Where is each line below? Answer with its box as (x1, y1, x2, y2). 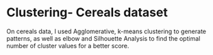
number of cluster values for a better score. (6, 41, 129, 50)
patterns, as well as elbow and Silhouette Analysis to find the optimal (6, 34, 201, 42)
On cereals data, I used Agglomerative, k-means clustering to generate (6, 27, 207, 35)
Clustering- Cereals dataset (6, 5, 168, 20)
